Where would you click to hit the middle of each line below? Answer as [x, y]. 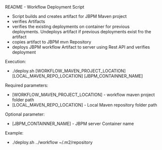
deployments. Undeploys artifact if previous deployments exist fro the [81, 32]
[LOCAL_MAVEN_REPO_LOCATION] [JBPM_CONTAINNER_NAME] [77, 76]
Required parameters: [27, 85]
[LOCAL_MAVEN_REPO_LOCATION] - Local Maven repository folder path [84, 105]
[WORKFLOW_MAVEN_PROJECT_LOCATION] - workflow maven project [83, 95]
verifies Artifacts [29, 21]
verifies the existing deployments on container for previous [71, 27]
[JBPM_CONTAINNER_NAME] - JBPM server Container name [73, 123]
